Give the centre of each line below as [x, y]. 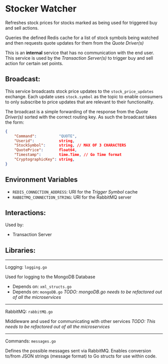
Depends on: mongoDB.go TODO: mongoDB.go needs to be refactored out [87, 292]
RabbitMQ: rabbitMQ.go [29, 312]
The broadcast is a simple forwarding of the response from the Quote [77, 111]
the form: [14, 122]
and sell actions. [22, 28]
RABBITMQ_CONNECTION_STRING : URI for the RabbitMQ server [72, 197]
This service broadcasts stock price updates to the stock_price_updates [79, 91]
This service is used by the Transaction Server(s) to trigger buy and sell [79, 58]
